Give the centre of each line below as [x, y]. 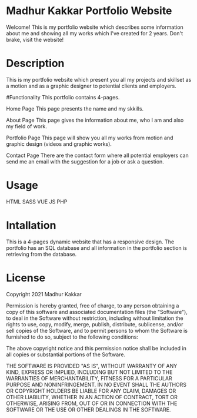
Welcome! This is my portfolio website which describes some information [95, 27]
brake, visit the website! [35, 39]
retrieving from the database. [41, 254]
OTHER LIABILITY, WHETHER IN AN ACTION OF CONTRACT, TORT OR [92, 397]
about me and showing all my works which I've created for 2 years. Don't [95, 33]
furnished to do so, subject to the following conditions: [72, 337]
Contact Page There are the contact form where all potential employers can [98, 155]
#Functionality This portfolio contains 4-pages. [63, 97]
